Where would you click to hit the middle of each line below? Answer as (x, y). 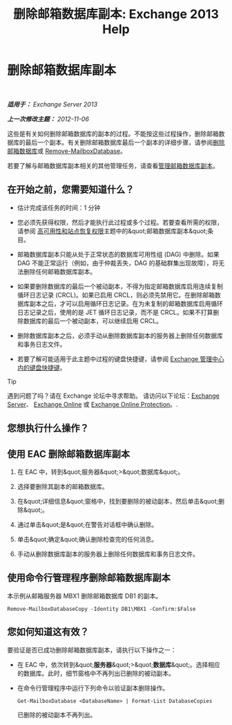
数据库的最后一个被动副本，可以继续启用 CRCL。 (93, 321)
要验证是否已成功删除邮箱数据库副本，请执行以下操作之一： (92, 650)
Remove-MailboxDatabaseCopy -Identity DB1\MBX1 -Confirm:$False (101, 609)
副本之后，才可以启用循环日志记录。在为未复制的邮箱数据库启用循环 (126, 303)
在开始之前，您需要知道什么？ (71, 190)
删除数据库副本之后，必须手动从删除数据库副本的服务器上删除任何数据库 (120, 336)
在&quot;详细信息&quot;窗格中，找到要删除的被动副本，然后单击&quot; (118, 501)
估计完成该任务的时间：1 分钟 (59, 208)
